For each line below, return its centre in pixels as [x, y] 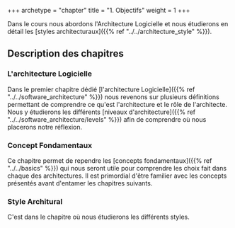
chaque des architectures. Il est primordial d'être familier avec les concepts [117, 176]
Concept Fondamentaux [50, 145]
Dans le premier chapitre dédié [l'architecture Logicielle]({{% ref [101, 89]
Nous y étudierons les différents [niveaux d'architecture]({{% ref [102, 112]
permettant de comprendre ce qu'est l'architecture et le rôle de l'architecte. [117, 104]
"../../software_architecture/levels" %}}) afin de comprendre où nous [107, 119]
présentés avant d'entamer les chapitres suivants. [80, 183]
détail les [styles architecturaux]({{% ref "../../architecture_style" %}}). [110, 32]
